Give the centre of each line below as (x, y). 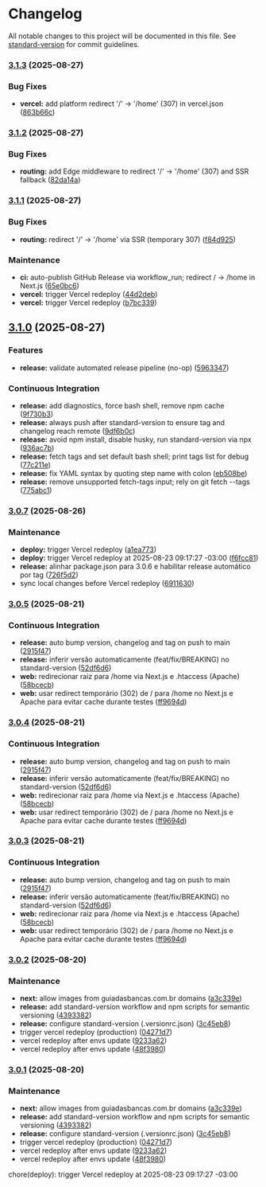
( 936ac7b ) (37, 447)
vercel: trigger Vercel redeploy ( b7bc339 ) (88, 303)
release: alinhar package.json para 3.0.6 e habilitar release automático (135, 567)
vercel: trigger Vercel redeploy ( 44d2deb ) (89, 294)
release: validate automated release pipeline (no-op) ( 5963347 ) (124, 368)
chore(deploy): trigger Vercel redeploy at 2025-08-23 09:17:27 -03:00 (123, 1174)
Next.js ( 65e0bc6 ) (49, 285)
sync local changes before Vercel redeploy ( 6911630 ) (107, 584)
